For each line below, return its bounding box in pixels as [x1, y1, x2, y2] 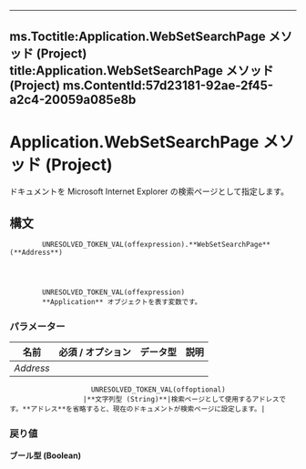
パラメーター [9, 321, 66, 333]
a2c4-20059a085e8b [9, 92, 137, 107]
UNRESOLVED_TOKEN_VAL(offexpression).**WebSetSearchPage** [42, 240, 271, 250]
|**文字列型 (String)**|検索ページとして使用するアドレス [82, 395, 280, 404]
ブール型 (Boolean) [9, 450, 82, 461]
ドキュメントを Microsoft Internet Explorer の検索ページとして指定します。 [9, 186, 290, 197]
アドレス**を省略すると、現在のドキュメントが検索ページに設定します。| [30, 404, 266, 414]
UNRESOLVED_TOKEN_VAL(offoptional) [90, 385, 226, 394]
